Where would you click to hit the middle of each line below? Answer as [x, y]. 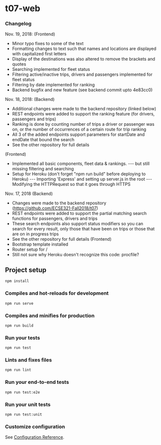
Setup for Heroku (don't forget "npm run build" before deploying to [79, 174]
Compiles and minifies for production [50, 315]
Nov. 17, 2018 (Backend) [29, 194]
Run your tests [23, 338]
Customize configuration [35, 427]
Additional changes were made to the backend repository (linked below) [84, 109]
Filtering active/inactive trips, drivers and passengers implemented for [82, 74]
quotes [19, 64]
